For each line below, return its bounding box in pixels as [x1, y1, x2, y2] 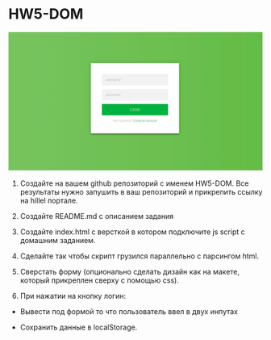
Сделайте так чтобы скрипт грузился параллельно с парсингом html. [19, 251, 260, 261]
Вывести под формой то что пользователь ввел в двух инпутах [19, 307, 238, 317]
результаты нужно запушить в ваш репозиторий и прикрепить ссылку [19, 187, 263, 197]
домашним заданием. [19, 236, 96, 246]
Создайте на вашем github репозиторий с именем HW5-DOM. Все [19, 178, 249, 188]
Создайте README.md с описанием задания [19, 212, 174, 221]
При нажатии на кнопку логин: [19, 292, 127, 301]
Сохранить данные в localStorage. [19, 322, 138, 332]
